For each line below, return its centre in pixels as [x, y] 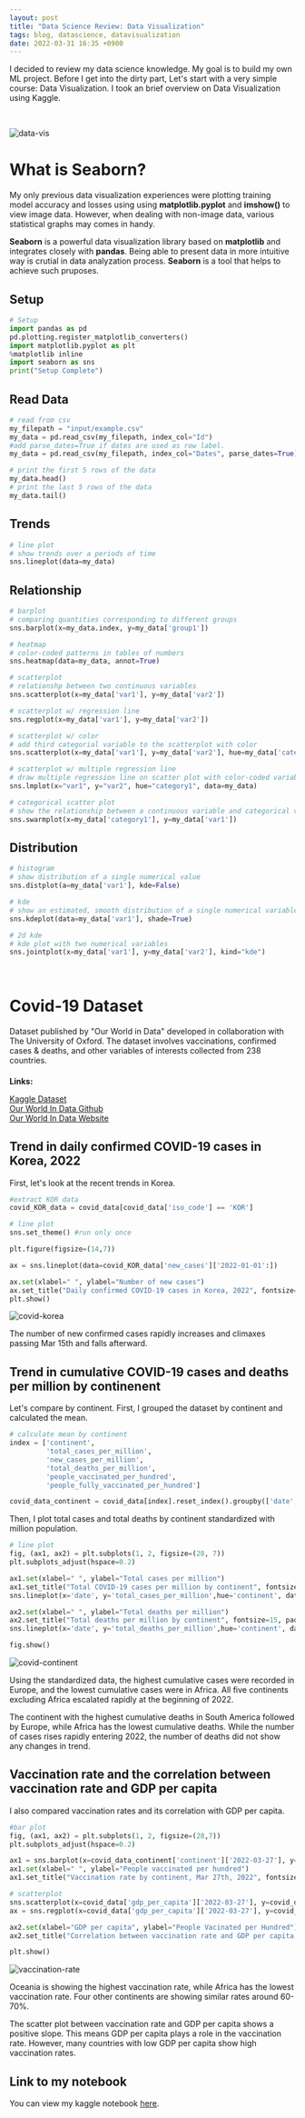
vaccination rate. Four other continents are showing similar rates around [144, 1997]
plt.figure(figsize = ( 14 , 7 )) [63, 1249]
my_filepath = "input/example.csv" [77, 428]
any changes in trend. [50, 1746]
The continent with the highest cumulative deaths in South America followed [152, 1717]
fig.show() [30, 1645]
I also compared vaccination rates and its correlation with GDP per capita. [147, 1811]
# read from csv [40, 420]
